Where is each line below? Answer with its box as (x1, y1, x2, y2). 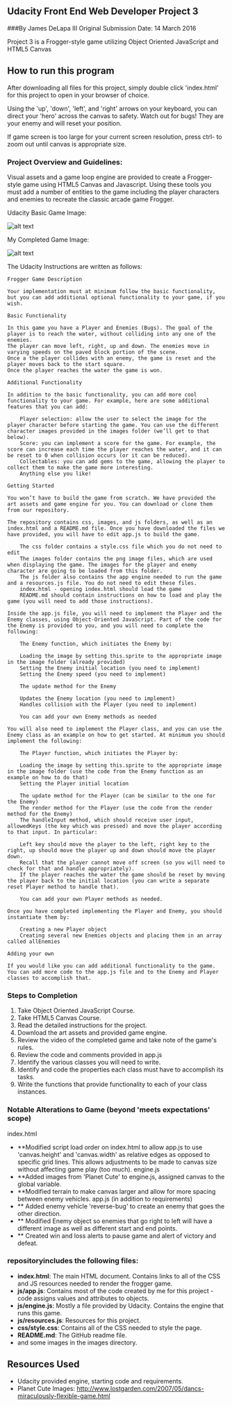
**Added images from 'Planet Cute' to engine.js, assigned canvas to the (17, 1172, 225, 1181)
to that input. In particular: (7, 829, 98, 835)
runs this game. (17, 1308, 63, 1317)
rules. (17, 1043, 34, 1051)
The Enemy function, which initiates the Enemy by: (19, 640, 172, 647)
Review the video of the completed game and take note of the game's (17, 1036, 217, 1044)
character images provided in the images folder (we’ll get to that (7, 427, 210, 435)
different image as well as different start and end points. (17, 1224, 178, 1232)
